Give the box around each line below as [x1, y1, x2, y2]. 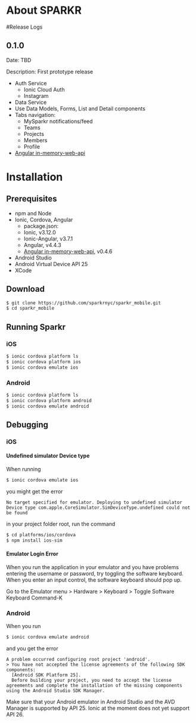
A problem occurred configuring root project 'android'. [6, 657, 151, 663]
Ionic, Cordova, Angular [14, 216, 73, 223]
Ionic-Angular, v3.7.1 [23, 235, 73, 242]
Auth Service [14, 79, 47, 86]
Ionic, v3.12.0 [23, 228, 57, 236]
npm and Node [14, 209, 52, 217]
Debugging [6, 419, 49, 430]
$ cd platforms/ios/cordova [6, 532, 76, 537]
